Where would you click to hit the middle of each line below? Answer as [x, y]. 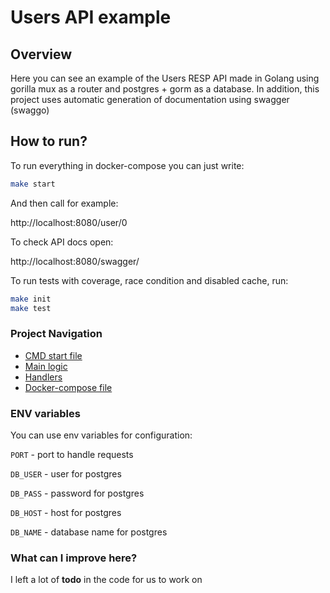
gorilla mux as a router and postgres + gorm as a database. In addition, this [165, 89]
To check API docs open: [62, 242]
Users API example [91, 17]
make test [31, 308]
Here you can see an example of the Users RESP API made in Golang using [165, 78]
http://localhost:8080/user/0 [69, 222]
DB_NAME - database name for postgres [89, 532]
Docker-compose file [68, 387]
